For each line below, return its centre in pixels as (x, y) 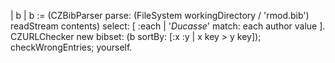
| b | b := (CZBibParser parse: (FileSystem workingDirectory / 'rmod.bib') (160, 15)
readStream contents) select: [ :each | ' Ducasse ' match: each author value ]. (168, 26)
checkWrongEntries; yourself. (71, 47)
